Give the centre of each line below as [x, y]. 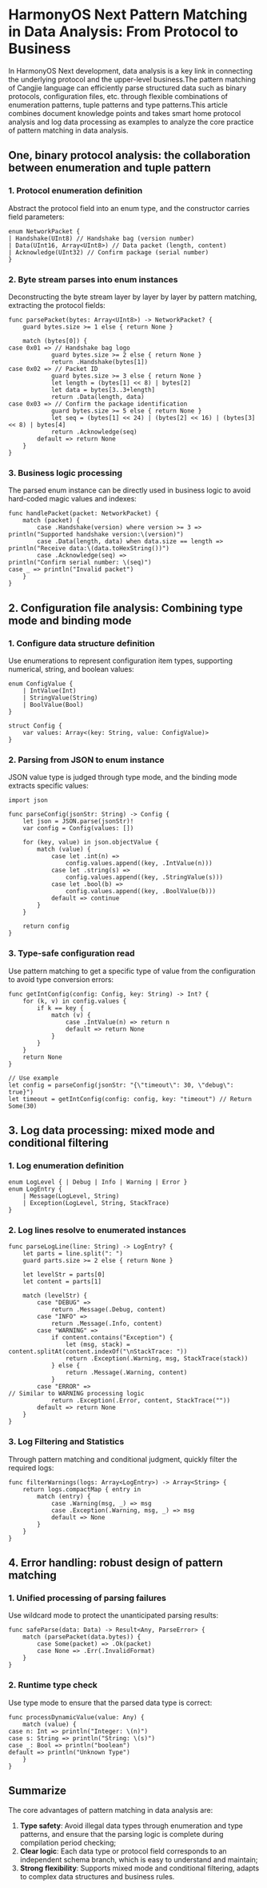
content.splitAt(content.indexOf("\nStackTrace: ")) [98, 1352]
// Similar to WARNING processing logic [77, 1394]
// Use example [34, 1078]
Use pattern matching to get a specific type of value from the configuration [132, 971]
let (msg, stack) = [98, 1345]
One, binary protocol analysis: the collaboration [130, 156]
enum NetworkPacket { [44, 231]
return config [46, 926]
